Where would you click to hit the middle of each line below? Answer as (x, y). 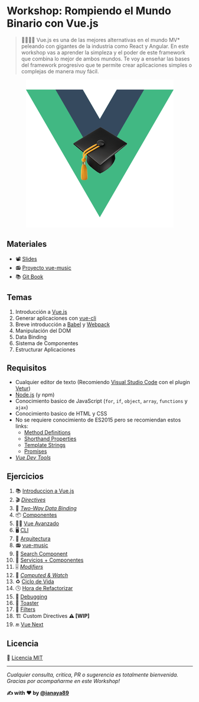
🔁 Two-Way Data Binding (46, 508)
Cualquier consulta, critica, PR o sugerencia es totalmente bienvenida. (93, 675)
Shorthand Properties (50, 439)
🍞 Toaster (27, 603)
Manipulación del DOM (43, 330)
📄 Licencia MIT (25, 658)
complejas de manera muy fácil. (60, 71)
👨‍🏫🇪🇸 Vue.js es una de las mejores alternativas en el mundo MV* (100, 40)
